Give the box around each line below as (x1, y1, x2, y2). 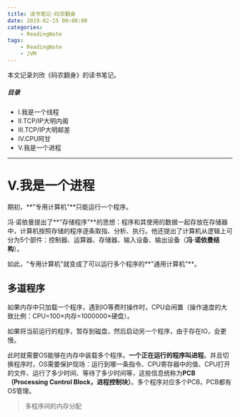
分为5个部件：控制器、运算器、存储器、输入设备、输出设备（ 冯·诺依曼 (7, 235, 214, 244)
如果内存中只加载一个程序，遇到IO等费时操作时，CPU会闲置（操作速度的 (7, 302, 221, 311)
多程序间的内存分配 (24, 401, 82, 410)
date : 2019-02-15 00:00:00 (7, 17, 88, 24)
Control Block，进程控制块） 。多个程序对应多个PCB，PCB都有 (49, 377, 232, 386)
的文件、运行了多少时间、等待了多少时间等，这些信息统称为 (7, 369, 183, 377)
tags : (7, 37, 24, 44)
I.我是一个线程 (17, 108, 59, 116)
